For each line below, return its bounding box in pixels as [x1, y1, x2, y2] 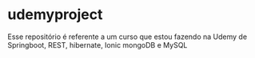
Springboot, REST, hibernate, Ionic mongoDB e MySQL [7, 40, 188, 49]
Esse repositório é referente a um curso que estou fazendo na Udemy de [7, 32, 248, 41]
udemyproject [7, 6, 103, 24]
